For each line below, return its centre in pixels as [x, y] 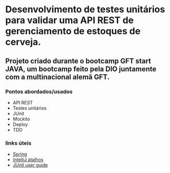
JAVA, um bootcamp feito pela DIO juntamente [81, 69]
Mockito [21, 119]
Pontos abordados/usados [39, 92]
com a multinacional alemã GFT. [58, 77]
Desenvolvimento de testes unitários [85, 9]
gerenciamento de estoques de [73, 31]
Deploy [20, 124]
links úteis [18, 143]
